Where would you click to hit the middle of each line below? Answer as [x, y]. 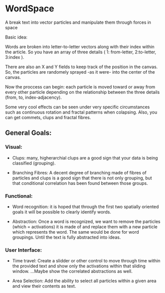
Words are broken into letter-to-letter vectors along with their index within [80, 46]
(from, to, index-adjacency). [33, 97]
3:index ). [15, 57]
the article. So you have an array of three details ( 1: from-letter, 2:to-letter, [81, 52]
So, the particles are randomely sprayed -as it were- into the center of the [80, 72]
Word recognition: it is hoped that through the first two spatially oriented [85, 207]
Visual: [14, 147]
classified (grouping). [34, 163]
